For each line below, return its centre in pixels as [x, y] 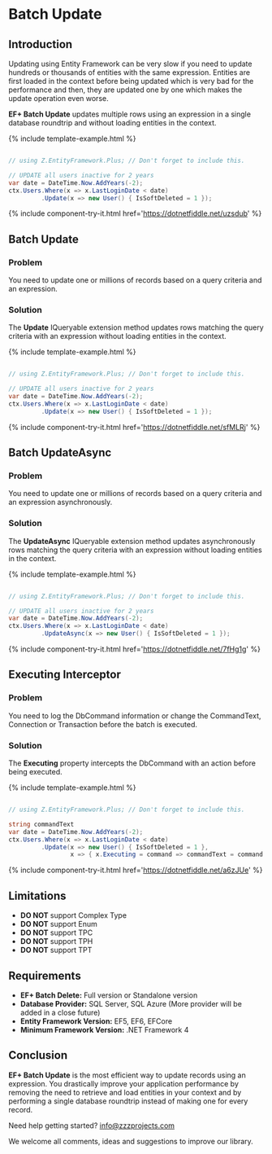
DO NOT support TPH [56, 941]
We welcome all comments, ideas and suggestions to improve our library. [131, 1141]
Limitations [37, 895]
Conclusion [38, 1055]
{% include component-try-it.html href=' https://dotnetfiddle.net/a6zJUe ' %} [136, 870]
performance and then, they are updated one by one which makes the [125, 90]
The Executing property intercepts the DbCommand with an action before [132, 763]
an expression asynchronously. [60, 502]
